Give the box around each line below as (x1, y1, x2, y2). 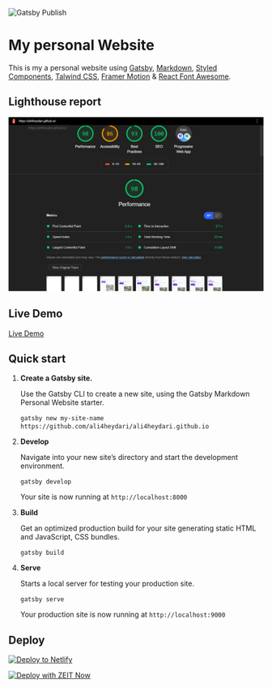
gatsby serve (19, 596, 65, 604)
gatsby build (19, 548, 65, 557)
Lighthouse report (8, 95, 102, 109)
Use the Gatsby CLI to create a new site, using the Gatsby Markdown (19, 389, 250, 399)
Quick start (8, 352, 66, 365)
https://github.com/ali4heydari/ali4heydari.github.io (19, 423, 210, 431)
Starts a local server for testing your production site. (19, 578, 194, 588)
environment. (19, 461, 65, 471)
